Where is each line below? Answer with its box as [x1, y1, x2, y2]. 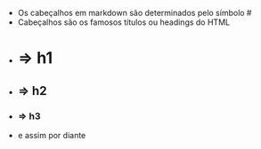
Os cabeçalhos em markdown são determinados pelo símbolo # [17, 8, 252, 18]
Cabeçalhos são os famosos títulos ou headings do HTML [17, 17, 230, 27]
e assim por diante [17, 129, 86, 140]
